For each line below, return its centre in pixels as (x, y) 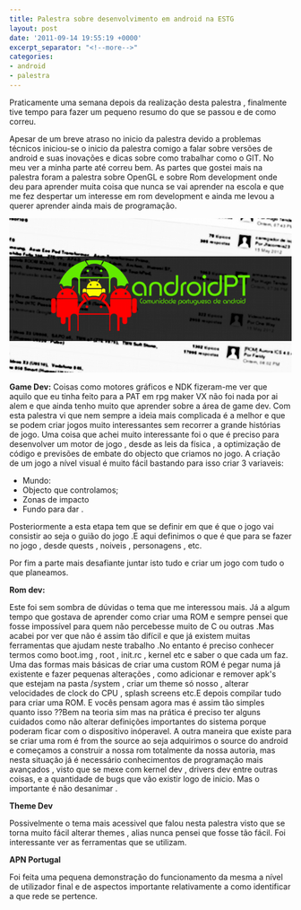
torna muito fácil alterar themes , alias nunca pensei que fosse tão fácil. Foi (148, 832)
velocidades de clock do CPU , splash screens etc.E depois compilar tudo (146, 693)
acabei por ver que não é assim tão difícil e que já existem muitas (130, 635)
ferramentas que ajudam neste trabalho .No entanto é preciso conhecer (142, 645)
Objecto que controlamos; (70, 490)
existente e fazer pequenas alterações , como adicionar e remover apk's (143, 674)
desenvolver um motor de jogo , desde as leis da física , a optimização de (145, 443)
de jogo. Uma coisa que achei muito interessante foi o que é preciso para (144, 434)
